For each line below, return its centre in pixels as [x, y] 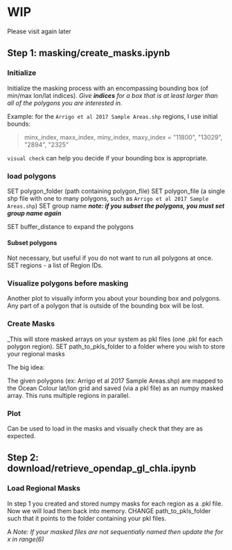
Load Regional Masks [44, 488]
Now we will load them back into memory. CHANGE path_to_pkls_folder [109, 510]
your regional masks [36, 353]
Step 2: [23, 458]
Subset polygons [32, 242]
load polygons [32, 176]
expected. [21, 436]
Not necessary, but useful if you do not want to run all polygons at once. [110, 258]
